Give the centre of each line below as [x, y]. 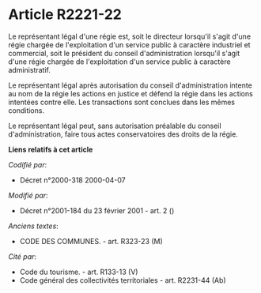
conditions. [26, 110]
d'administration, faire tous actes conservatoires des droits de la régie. [123, 134]
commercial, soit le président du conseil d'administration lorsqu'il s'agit [124, 53]
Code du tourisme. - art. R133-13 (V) [79, 272]
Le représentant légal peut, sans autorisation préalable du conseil [115, 126]
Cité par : [23, 256]
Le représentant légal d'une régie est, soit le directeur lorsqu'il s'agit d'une [130, 36]
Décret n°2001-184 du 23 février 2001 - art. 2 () [97, 210]
